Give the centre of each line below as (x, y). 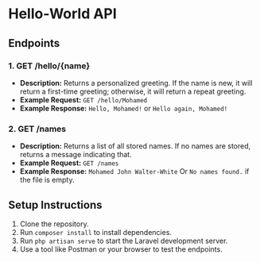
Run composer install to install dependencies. (96, 232)
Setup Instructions (55, 204)
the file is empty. (47, 180)
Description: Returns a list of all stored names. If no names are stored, (135, 146)
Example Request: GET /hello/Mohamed (83, 99)
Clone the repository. (54, 224)
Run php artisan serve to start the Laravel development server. (124, 241)
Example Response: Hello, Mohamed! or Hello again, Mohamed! (124, 108)
